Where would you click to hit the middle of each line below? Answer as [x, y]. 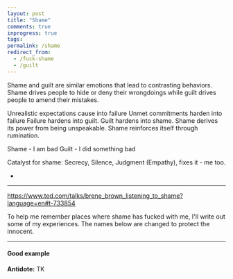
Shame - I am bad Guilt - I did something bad [71, 149]
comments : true [29, 26]
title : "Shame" [29, 20]
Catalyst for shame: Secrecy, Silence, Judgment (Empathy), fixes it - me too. [116, 162]
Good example [28, 253]
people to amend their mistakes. [53, 100]
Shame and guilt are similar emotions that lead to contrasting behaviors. [110, 85]
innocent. [21, 231]
